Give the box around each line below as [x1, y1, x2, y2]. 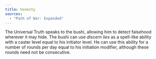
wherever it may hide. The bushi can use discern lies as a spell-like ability [5, 34, 152, 40]
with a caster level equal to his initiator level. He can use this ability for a [5, 39, 148, 45]
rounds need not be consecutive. [5, 49, 71, 55]
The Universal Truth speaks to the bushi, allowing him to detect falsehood [5, 29, 152, 35]
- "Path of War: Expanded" [9, 16, 64, 21]
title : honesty [5, 7, 36, 12]
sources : [5, 12, 23, 16]
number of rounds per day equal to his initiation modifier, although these [5, 44, 149, 50]
